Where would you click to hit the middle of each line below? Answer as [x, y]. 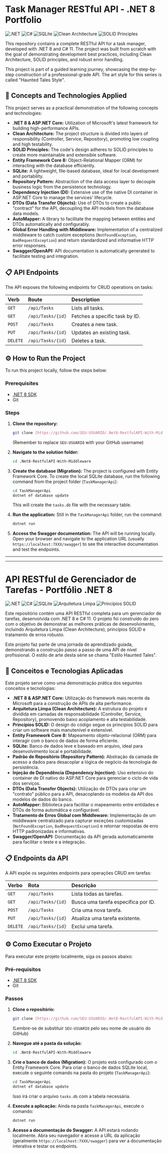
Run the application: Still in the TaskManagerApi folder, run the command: [87, 515]
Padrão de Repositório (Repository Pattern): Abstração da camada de [85, 757]
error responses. [29, 245]
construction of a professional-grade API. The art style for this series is [88, 74]
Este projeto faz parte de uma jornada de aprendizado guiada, [69, 644]
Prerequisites [22, 383]
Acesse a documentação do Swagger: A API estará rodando [75, 1130]
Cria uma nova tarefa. [96, 910]
